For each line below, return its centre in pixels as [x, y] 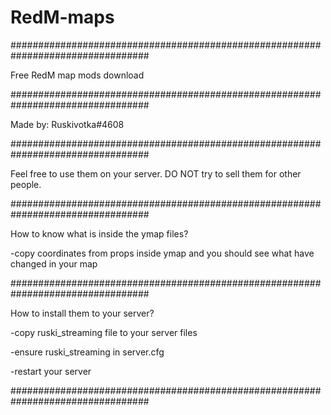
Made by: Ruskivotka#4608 [67, 124]
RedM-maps [62, 17]
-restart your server [51, 371]
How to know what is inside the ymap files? [99, 233]
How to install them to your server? [82, 313]
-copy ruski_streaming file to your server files [104, 332]
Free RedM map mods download [77, 75]
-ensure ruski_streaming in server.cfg [87, 352]
